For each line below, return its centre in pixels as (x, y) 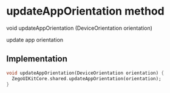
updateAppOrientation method (86, 11)
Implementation (37, 59)
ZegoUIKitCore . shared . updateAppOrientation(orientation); (87, 78)
